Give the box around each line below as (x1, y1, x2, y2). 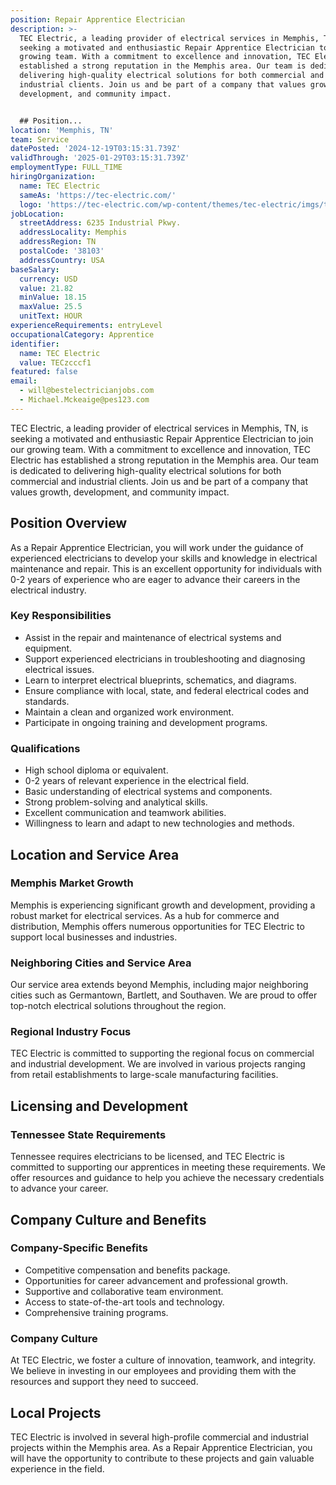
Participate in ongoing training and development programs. (24, 716, 268, 728)
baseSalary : (10, 264, 60, 275)
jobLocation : (10, 209, 65, 219)
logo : (19, 199, 43, 210)
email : (10, 376, 38, 386)
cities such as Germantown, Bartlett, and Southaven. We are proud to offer (10, 989, 318, 1001)
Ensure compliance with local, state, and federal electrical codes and (24, 684, 310, 696)
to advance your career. (10, 1182, 109, 1195)
